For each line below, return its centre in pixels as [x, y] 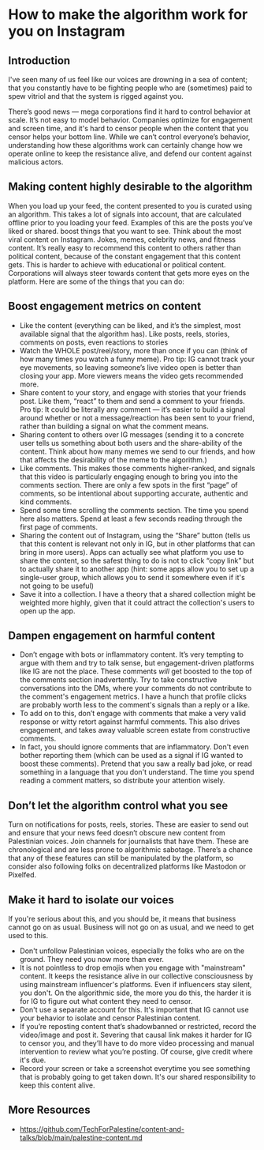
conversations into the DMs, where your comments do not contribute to [136, 688]
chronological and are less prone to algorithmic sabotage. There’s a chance [131, 850]
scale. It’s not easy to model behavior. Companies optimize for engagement [131, 120]
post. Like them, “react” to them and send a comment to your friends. [132, 401]
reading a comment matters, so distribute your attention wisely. [122, 781]
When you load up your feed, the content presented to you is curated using [130, 205]
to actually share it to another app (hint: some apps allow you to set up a [137, 569]
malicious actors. [36, 162]
